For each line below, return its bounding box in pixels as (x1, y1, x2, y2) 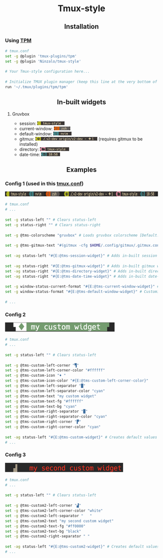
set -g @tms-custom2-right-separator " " (5, 534, 90, 539)
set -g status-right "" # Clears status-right (5, 222, 101, 227)
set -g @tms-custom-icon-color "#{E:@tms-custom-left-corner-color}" (5, 378, 149, 383)
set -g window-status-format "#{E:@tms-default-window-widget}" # (5, 289, 142, 294)
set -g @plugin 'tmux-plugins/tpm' (5, 54, 77, 58)
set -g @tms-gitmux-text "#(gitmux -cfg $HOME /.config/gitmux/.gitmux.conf (5, 243, 162, 248)
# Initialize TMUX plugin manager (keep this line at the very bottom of (5, 79, 158, 84)
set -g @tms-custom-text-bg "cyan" (5, 404, 77, 409)
